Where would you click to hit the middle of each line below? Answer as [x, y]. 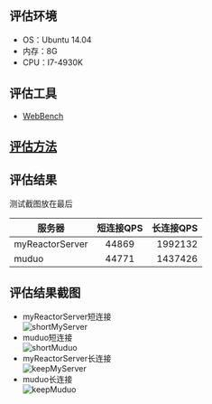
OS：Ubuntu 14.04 [57, 40]
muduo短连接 [47, 337]
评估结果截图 [45, 293]
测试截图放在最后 [41, 203]
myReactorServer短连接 [67, 316]
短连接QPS [120, 228]
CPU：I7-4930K [53, 62]
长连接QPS [175, 228]
